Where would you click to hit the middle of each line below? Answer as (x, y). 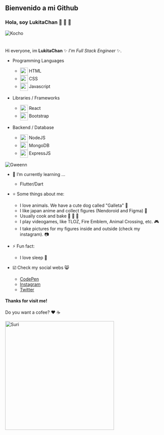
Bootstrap (39, 116)
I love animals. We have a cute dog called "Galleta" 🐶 (74, 205)
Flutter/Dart (32, 184)
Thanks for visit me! (26, 301)
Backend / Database (33, 127)
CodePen (29, 279)
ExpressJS (40, 153)
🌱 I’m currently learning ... (39, 174)
